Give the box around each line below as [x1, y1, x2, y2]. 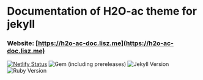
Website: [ [7, 39, 39, 48]
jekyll [7, 17, 35, 31]
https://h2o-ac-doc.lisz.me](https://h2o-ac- [38, 39, 174, 48]
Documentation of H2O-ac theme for [7, 4, 197, 18]
